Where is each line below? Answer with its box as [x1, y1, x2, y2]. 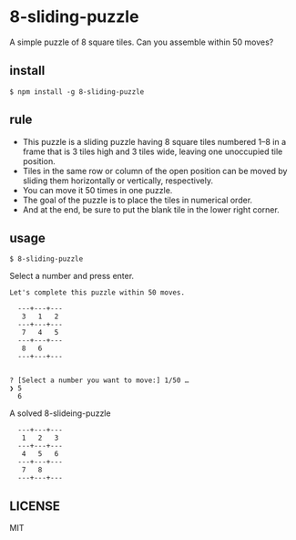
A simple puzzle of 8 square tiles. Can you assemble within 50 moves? [9, 36, 274, 47]
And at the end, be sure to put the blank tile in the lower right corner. [22, 203, 280, 215]
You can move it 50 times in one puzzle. [22, 184, 173, 195]
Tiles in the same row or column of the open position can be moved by [22, 165, 288, 176]
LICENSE [9, 498, 61, 514]
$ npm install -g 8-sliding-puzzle [9, 87, 145, 97]
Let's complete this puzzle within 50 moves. [9, 288, 185, 297]
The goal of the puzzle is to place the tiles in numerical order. [22, 194, 253, 205]
